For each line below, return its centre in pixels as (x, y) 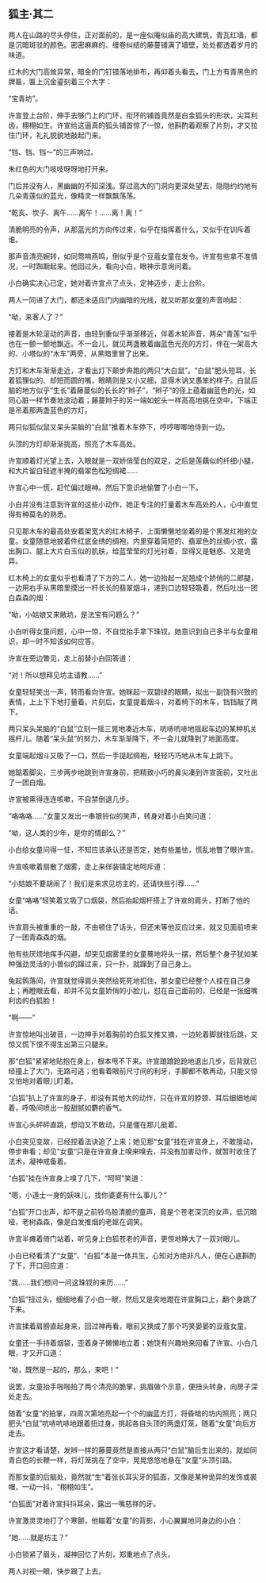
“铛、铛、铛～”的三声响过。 (53, 152)
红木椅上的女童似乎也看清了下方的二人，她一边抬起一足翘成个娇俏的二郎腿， (133, 577)
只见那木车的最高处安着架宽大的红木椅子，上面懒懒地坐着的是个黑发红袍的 (129, 531)
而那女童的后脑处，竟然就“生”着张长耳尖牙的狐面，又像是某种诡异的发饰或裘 (133, 1477)
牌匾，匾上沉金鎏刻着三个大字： (60, 81)
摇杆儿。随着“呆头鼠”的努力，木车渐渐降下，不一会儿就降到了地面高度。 (126, 738)
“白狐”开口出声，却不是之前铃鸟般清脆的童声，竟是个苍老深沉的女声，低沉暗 (133, 1211)
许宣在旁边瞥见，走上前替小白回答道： (70, 658)
